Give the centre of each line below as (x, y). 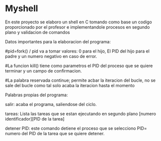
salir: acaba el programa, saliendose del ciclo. (51, 104)
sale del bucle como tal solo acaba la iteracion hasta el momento (70, 85)
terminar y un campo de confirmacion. (44, 70)
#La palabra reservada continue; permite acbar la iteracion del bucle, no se (80, 80)
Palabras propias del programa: (36, 95)
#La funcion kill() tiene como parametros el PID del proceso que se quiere (79, 66)
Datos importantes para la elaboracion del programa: (58, 41)
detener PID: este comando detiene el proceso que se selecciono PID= (76, 128)
